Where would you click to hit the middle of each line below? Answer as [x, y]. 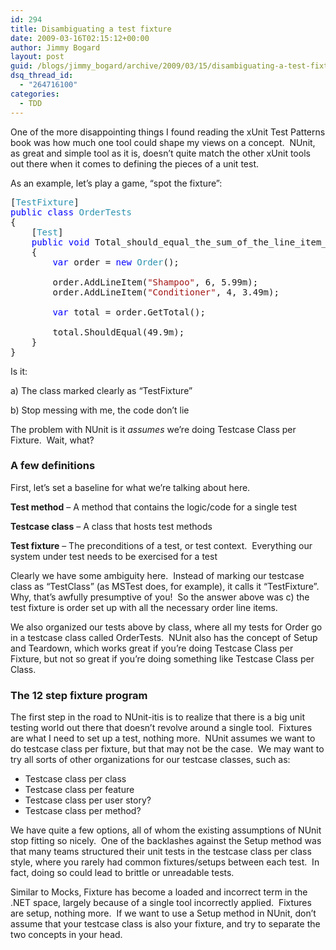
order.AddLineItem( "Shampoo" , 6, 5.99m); [155, 282]
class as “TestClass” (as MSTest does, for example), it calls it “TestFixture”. [165, 586]
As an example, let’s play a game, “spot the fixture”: [116, 183]
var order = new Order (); [116, 262]
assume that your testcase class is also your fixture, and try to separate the [165, 924]
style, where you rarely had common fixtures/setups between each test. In [165, 862]
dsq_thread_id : [42, 76]
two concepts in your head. [66, 935]
